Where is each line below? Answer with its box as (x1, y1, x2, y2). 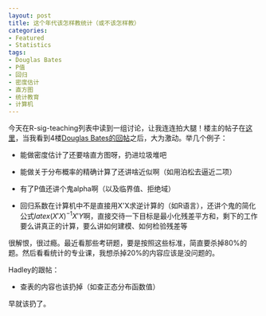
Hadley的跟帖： (8, 264, 60, 275)
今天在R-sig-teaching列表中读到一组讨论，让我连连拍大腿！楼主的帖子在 (8, 123, 246, 133)
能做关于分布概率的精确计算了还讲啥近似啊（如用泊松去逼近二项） (19, 167, 237, 177)
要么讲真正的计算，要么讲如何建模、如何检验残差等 (19, 220, 188, 231)
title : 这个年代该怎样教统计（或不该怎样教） (8, 19, 141, 27)
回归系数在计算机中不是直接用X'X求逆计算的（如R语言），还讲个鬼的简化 (19, 201, 256, 211)
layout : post (8, 11, 52, 20)
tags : (8, 49, 26, 57)
